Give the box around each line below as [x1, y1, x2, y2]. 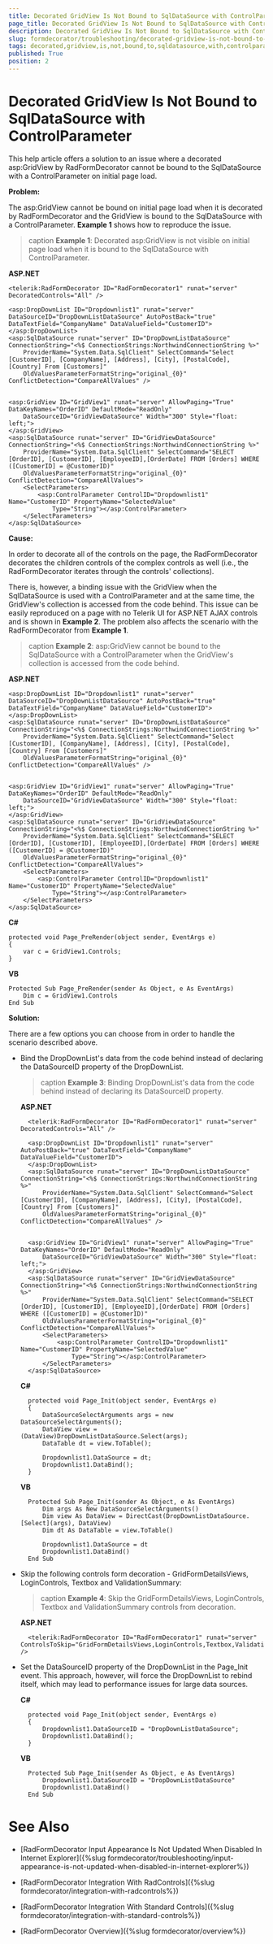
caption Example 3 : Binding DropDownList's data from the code [40, 1077, 254, 1087]
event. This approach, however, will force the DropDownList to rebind [19, 1670, 253, 1680]
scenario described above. [8, 1037, 98, 1047]
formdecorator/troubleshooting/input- [107, 1853, 234, 1863]
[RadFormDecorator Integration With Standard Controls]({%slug [19, 1902, 234, 1911]
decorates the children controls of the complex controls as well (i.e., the [8, 558, 249, 568]
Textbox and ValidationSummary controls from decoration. [40, 1602, 236, 1611]
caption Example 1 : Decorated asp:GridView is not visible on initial [28, 235, 250, 245]
